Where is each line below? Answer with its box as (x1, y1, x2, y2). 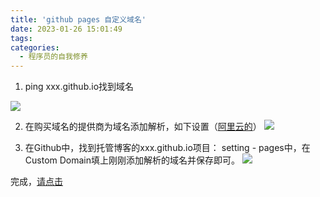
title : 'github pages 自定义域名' (10, 14, 147, 25)
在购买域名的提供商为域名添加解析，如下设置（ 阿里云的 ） (24, 121, 262, 133)
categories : (10, 42, 60, 53)
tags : (10, 33, 33, 43)
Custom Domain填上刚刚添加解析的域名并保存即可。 (24, 154, 241, 166)
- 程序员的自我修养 (19, 52, 88, 62)
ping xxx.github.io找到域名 (24, 81, 135, 93)
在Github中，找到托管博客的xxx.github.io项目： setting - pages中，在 (24, 142, 311, 154)
